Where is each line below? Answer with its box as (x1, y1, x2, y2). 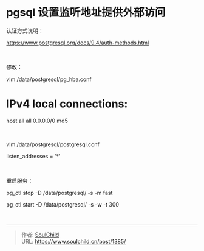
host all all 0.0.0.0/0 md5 (6, 117, 68, 124)
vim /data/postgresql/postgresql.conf (6, 141, 100, 148)
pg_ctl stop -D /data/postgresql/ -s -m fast (6, 189, 113, 196)
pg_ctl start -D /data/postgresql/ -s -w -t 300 (6, 200, 120, 208)
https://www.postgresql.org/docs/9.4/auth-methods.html (6, 39, 149, 46)
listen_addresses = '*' (6, 152, 61, 160)
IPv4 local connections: (6, 97, 128, 111)
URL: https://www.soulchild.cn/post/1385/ (21, 238, 126, 245)
